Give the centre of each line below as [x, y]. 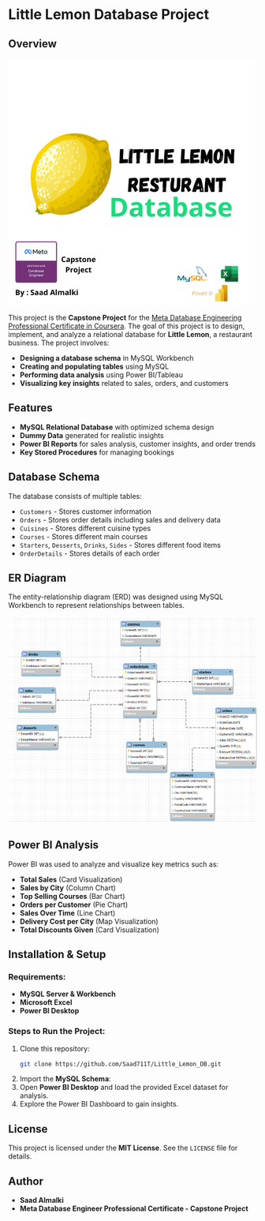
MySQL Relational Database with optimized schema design [117, 427]
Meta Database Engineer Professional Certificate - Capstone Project [134, 1208]
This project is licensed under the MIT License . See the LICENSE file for [123, 1148]
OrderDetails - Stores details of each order [90, 553]
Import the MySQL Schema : [65, 1079]
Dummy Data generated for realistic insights [91, 435]
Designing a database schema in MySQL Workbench [107, 358]
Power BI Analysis [54, 845]
